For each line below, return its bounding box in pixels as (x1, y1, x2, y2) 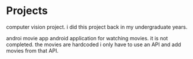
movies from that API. (6, 47, 59, 54)
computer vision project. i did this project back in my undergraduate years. (6, 23, 188, 30)
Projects (6, 4, 48, 18)
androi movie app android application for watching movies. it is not (6, 34, 168, 41)
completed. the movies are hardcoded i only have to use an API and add (6, 41, 181, 48)
